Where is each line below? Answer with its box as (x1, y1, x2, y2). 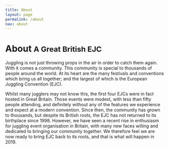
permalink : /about (5, 17, 44, 22)
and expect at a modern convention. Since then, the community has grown (5, 107, 160, 113)
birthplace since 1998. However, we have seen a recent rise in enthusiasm (5, 118, 159, 124)
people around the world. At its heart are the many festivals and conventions (5, 70, 164, 77)
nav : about (5, 21, 28, 27)
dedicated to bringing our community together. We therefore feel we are (5, 128, 155, 134)
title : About (5, 7, 33, 13)
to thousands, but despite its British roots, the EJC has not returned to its (5, 112, 156, 118)
